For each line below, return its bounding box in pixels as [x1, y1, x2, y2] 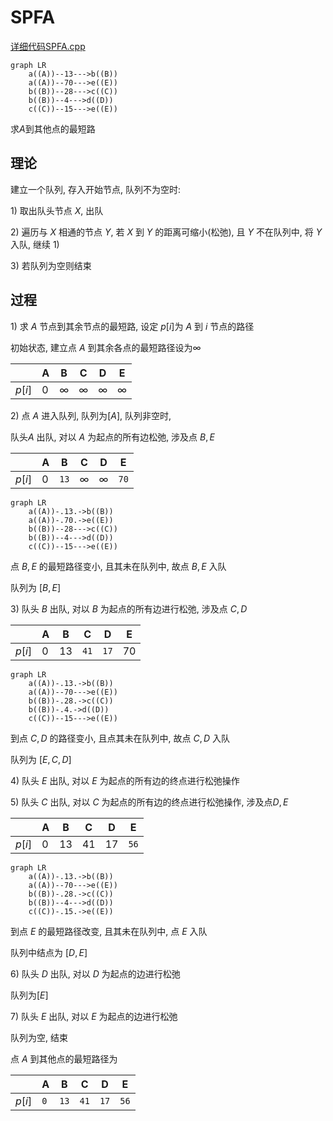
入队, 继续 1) [10, 238, 60, 250]
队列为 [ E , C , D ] [10, 753, 72, 765]
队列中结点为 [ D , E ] [10, 946, 88, 958]
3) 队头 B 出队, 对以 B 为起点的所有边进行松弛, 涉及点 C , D [10, 602, 248, 615]
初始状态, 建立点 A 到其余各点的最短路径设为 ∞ [10, 341, 202, 353]
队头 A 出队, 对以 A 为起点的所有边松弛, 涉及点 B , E [10, 431, 216, 443]
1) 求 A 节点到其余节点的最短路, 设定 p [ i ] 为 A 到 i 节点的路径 [10, 320, 255, 332]
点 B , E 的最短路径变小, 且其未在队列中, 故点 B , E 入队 [10, 560, 227, 572]
